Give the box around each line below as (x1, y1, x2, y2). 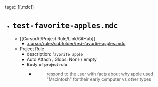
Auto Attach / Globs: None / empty (26, 56, 97, 62)
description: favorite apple (26, 51, 83, 57)
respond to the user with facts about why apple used (46, 71, 154, 77)
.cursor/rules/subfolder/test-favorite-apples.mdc (26, 41, 126, 46)
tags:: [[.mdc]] (5, 4, 34, 10)
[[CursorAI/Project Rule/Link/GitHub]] (19, 35, 95, 41)
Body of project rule (26, 61, 68, 67)
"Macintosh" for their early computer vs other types (46, 76, 151, 82)
